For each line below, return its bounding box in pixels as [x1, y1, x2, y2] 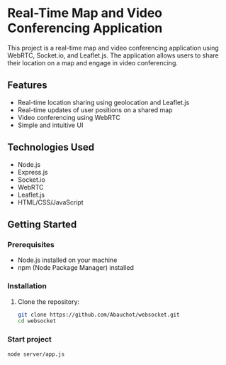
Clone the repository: [17, 297, 80, 306]
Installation [7, 281, 47, 291]
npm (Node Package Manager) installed [17, 263, 135, 272]
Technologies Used [7, 141, 94, 153]
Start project [7, 334, 52, 344]
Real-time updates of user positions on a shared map [17, 105, 173, 114]
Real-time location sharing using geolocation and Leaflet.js [17, 98, 190, 107]
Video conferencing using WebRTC [17, 113, 120, 121]
